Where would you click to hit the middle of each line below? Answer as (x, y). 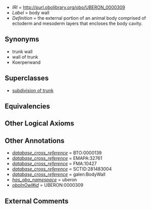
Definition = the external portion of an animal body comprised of (79, 18)
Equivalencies (27, 107)
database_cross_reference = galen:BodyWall (59, 175)
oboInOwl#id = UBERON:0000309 (48, 185)
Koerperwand (26, 62)
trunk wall (22, 51)
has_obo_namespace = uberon (44, 180)
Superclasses (27, 78)
